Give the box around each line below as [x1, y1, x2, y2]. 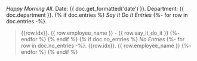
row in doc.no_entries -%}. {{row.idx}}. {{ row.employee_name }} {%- [20, 42, 192, 49]
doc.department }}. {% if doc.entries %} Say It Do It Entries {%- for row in [6, 11, 188, 19]
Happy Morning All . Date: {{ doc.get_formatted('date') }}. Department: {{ [6, 5, 184, 12]
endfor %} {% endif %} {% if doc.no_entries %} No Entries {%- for [20, 36, 185, 42]
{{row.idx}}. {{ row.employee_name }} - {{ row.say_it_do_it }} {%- [20, 29, 180, 36]
